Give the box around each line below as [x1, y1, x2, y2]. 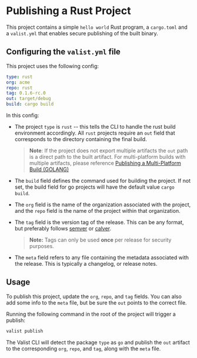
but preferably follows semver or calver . [14, 225, 112, 232]
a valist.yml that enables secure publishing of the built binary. [6, 29, 159, 36]
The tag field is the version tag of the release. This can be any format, [14, 219, 184, 226]
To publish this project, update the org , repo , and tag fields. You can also [6, 293, 182, 300]
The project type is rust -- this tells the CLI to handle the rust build [14, 123, 176, 130]
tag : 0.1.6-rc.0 [6, 90, 46, 96]
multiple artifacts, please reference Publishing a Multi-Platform [29, 160, 181, 166]
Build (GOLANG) [29, 166, 69, 173]
